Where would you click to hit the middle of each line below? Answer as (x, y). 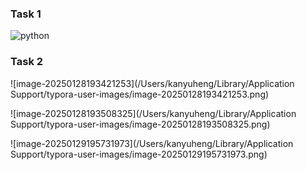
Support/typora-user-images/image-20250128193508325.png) (140, 124)
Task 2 (27, 62)
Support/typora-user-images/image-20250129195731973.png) (139, 154)
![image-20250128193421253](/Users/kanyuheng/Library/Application (152, 83)
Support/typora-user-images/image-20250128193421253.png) (140, 94)
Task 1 (26, 14)
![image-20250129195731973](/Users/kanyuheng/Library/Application (152, 143)
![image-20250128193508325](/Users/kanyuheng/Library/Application (153, 113)
